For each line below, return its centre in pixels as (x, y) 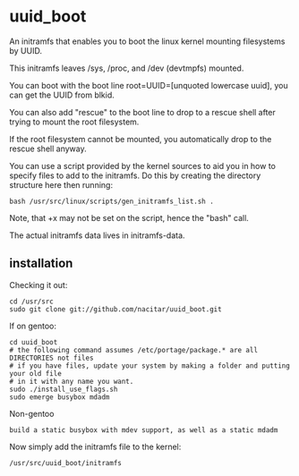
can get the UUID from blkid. (62, 95)
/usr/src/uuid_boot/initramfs (66, 463)
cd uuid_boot (34, 342)
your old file (36, 373)
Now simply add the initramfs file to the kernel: (95, 446)
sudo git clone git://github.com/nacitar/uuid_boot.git (115, 309)
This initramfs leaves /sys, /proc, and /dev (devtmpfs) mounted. (127, 68)
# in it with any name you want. (72, 381)
